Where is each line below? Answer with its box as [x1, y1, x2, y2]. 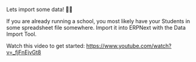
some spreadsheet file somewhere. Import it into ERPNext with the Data [6, 24, 186, 31]
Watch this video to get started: [6, 43, 85, 49]
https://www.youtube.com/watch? [86, 43, 172, 49]
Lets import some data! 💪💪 [6, 6, 73, 13]
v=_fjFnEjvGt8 [6, 49, 41, 56]
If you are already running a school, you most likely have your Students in [6, 18, 191, 24]
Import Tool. [6, 30, 37, 38]
